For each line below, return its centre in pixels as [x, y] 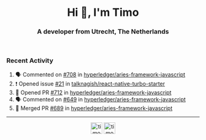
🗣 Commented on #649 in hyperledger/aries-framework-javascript [100, 99]
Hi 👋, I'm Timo [103, 13]
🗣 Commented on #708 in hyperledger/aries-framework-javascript [100, 74]
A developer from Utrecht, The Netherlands [103, 32]
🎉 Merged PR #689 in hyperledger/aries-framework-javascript [94, 108]
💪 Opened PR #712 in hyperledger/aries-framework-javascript [93, 92]
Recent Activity [30, 61]
